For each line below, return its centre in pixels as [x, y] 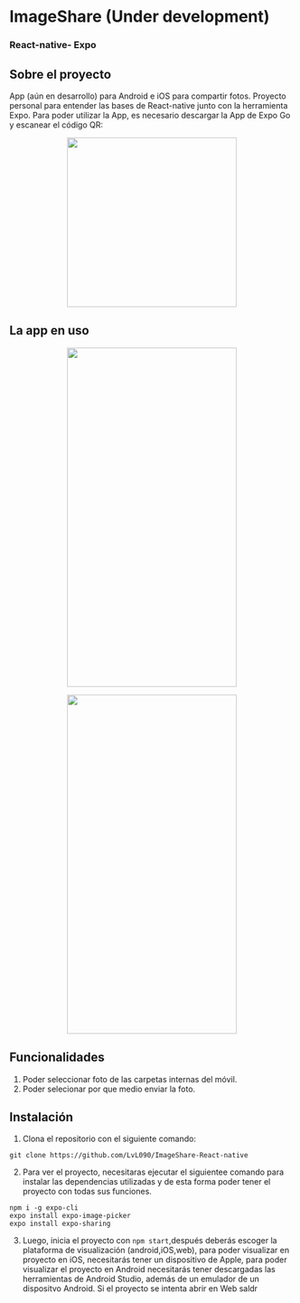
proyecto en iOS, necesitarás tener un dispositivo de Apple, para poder [155, 1260]
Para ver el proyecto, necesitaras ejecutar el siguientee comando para [153, 1172]
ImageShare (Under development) [140, 17]
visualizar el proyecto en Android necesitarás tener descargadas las [149, 1270]
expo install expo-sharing [60, 1224]
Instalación [42, 1117]
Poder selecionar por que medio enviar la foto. [109, 1089]
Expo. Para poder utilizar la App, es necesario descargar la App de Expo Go [150, 115]
